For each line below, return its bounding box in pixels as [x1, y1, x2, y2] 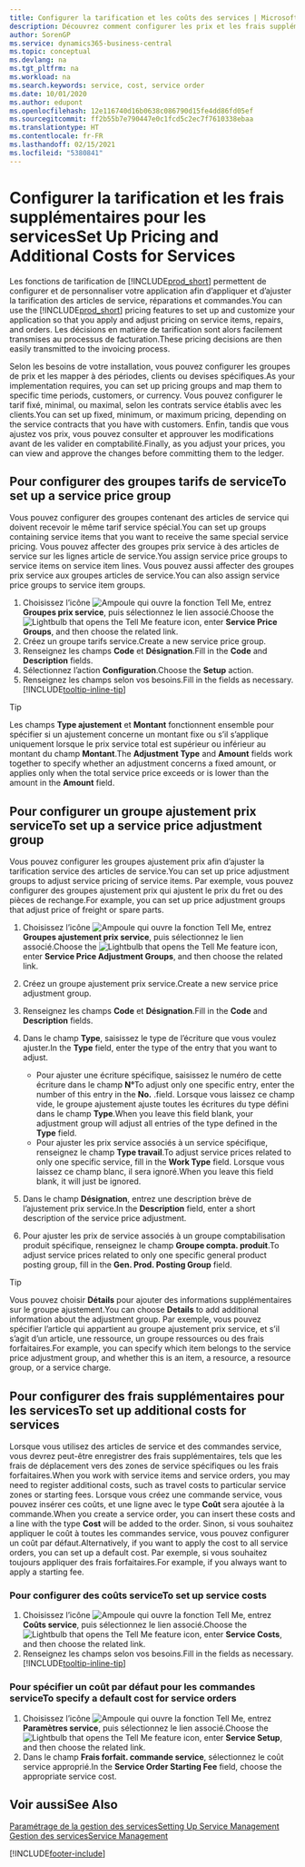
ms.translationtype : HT [9, 124, 100, 133]
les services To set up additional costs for [9, 1403, 247, 1418]
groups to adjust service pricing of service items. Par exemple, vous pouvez [9, 876, 294, 887]
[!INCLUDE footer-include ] [9, 1848, 106, 1859]
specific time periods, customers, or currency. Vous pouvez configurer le [9, 390, 283, 401]
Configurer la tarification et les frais [9, 187, 284, 208]
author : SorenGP [9, 30, 71, 39]
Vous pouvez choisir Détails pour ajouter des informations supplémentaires [9, 1295, 292, 1306]
